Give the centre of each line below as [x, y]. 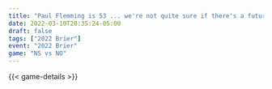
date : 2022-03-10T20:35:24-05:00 [65, 23]
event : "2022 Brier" [43, 46]
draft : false [30, 31]
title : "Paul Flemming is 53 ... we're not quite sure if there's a [126, 16]
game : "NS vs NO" [38, 53]
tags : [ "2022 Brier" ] [45, 38]
